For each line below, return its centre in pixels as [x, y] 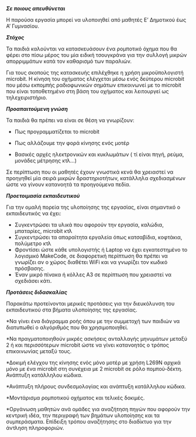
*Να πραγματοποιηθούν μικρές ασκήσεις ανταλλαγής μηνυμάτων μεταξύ [97, 339]
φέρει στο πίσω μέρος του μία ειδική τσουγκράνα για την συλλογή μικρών [97, 55]
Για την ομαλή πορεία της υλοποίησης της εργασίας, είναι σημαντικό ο [93, 207]
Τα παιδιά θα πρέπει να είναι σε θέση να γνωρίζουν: [70, 120]
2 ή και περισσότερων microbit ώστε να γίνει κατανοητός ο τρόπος [88, 345]
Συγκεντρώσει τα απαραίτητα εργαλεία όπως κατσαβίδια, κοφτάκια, [98, 237]
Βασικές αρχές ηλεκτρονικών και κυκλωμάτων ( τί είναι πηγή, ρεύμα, [99, 154]
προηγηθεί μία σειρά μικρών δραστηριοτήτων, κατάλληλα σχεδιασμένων [96, 178]
